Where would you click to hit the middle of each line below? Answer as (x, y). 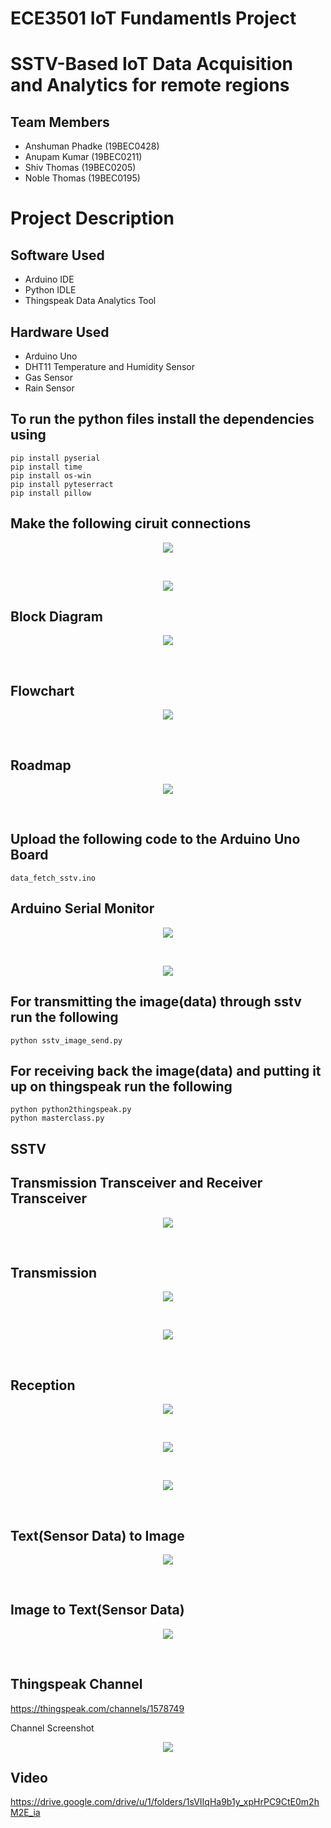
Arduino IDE (49, 279)
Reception (43, 1385)
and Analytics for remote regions (150, 85)
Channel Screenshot (52, 1728)
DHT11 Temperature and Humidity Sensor (109, 366)
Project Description (92, 218)
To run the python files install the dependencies (162, 419)
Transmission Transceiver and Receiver (136, 1183)
